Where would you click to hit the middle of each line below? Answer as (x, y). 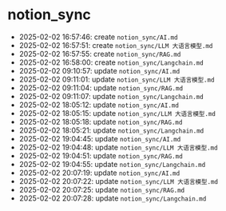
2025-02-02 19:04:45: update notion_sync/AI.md (100, 138)
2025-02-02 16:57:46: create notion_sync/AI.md (98, 37)
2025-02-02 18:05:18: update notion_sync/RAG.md (101, 121)
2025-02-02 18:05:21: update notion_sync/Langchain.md (111, 130)
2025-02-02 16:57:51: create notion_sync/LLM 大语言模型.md (116, 45)
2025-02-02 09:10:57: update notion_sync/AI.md (99, 70)
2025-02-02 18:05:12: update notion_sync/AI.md (99, 105)
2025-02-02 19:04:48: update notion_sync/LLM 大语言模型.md (118, 147)
